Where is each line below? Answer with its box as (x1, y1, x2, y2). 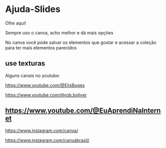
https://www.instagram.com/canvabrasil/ (5, 137, 89, 143)
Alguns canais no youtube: (5, 72, 60, 78)
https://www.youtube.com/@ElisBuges (5, 82, 85, 88)
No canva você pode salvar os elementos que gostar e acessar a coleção (5, 39, 156, 45)
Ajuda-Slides (5, 3, 61, 15)
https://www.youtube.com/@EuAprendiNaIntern (5, 106, 161, 115)
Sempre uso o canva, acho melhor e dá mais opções (5, 29, 113, 35)
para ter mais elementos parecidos (5, 44, 77, 50)
